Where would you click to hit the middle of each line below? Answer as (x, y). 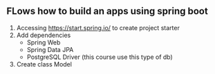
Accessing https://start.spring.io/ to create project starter (98, 27)
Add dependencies (44, 35)
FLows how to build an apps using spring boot (107, 11)
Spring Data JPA (50, 49)
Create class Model (44, 64)
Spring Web (44, 42)
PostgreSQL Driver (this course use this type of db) (100, 57)
